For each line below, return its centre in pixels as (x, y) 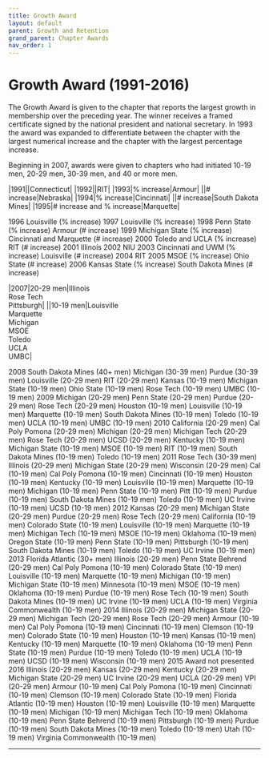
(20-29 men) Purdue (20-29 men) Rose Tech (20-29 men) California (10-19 (132, 516)
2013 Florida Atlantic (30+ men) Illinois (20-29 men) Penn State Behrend (127, 559)
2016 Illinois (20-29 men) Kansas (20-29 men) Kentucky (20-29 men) (123, 670)
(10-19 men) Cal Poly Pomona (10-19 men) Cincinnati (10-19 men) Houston (130, 474)
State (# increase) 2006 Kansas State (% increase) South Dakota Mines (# (131, 264)
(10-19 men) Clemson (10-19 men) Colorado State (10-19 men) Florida (123, 695)
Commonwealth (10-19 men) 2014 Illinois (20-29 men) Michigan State (123, 610)
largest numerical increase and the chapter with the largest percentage (125, 142)
